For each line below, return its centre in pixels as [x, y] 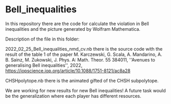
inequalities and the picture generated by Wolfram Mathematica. [73, 29]
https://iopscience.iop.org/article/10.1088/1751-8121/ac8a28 [68, 71]
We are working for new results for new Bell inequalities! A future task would [86, 90]
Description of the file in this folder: [42, 39]
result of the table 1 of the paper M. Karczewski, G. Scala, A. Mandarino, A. [84, 54]
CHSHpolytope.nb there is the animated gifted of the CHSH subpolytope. [82, 80]
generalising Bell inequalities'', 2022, [44, 65]
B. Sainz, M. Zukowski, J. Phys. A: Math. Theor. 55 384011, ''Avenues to [80, 59]
